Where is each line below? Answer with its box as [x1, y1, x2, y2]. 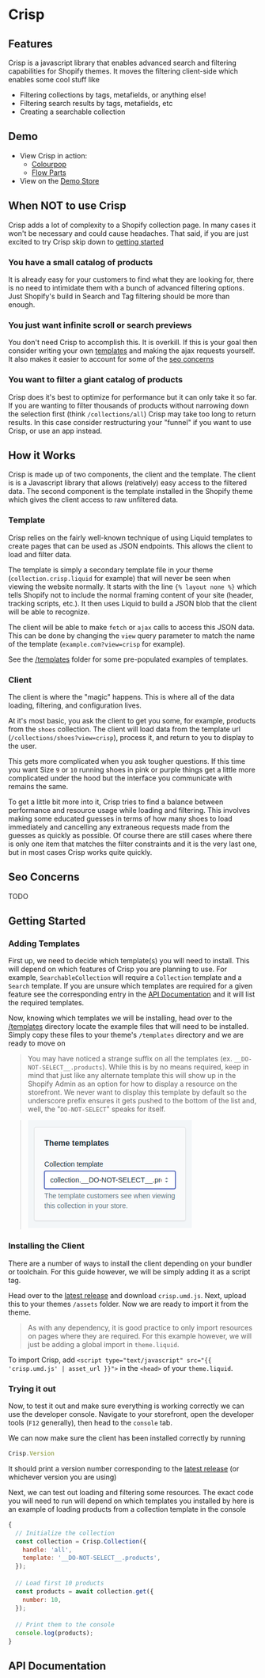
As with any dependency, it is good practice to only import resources [27, 1323, 253, 1332]
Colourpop [31, 159, 67, 169]
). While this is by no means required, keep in [102, 1062, 249, 1072]
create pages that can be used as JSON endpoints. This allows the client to [8, 541, 253, 551]
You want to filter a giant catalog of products [8, 374, 184, 385]
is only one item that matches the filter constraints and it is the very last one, [8, 839, 257, 848]
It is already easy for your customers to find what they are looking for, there [8, 275, 255, 284]
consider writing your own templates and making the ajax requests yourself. [8, 346, 256, 355]
